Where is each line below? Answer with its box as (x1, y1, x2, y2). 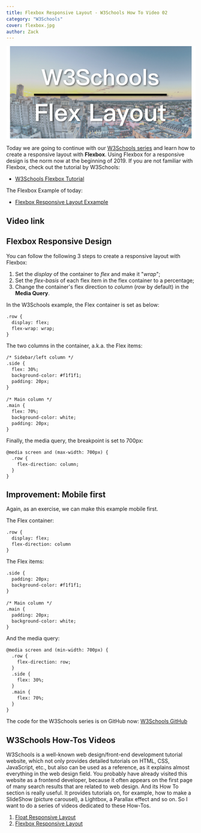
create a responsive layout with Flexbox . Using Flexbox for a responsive (6, 151, 185, 158)
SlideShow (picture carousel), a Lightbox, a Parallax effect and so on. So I (6, 796, 188, 803)
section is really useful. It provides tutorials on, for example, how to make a (6, 789, 191, 796)
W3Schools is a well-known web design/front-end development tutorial (6, 751, 183, 759)
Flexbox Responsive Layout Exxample (14, 199, 109, 206)
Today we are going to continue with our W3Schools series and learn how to (6, 145, 196, 152)
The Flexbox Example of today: (6, 187, 83, 194)
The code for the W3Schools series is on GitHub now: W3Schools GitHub (6, 718, 188, 725)
